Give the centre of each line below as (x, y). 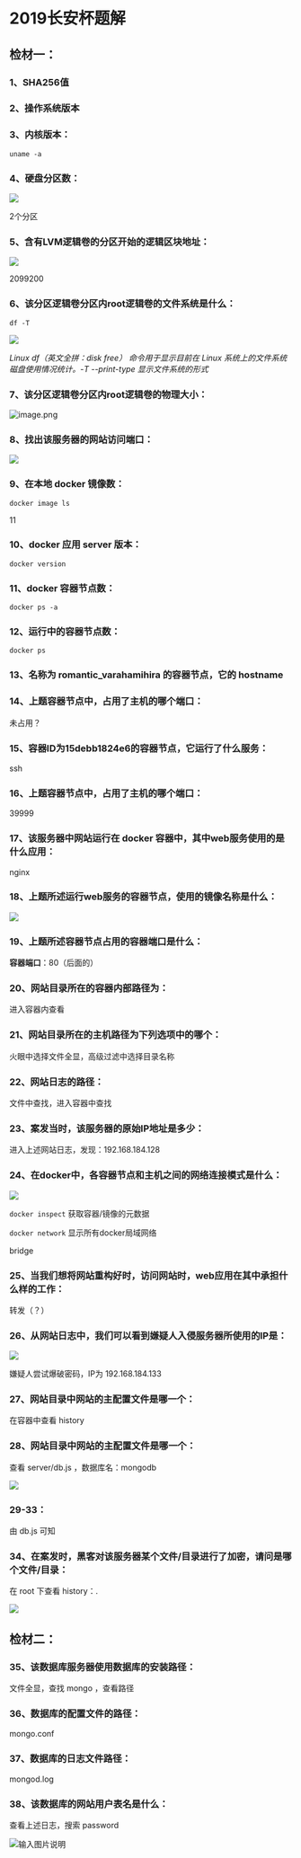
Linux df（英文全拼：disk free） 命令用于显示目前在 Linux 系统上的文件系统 (148, 358)
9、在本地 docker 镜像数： (67, 484)
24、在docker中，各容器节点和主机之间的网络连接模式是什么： (146, 1175)
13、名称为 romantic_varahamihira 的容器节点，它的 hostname (146, 675)
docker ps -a (34, 607)
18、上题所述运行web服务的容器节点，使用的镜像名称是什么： (143, 897)
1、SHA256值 (40, 82)
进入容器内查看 (37, 1009)
